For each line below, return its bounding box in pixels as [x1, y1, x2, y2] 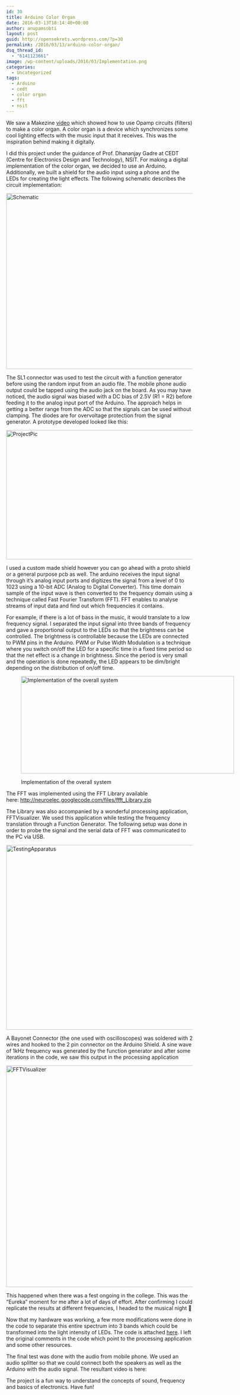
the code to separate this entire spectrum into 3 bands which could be [6, 1322, 178, 1330]
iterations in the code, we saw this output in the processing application [6, 1054, 179, 1061]
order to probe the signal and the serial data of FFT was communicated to [6, 826, 187, 833]
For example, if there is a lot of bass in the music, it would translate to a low [6, 613, 190, 620]
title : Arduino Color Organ [6, 14, 76, 20]
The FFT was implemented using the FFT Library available [6, 789, 148, 797]
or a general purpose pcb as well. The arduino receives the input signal [6, 570, 180, 578]
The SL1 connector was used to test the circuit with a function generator [6, 374, 183, 381]
